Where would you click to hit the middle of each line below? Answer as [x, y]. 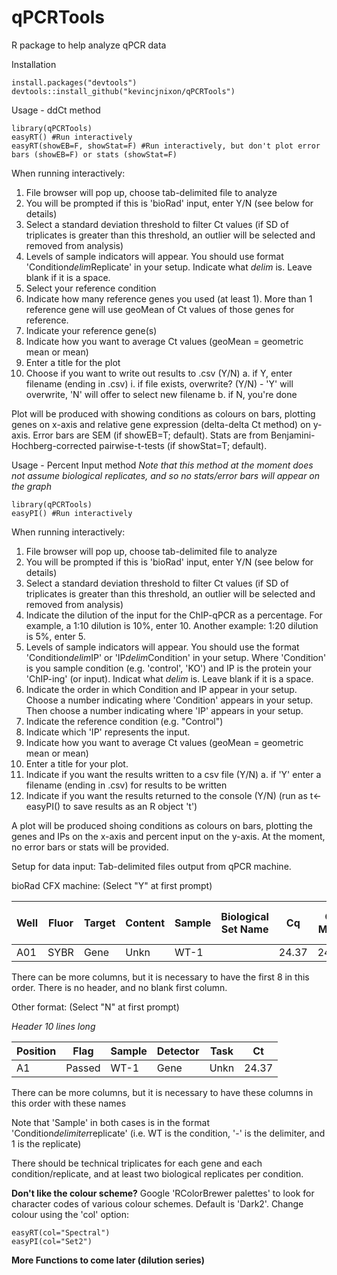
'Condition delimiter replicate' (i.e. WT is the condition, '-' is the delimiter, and [168, 1133]
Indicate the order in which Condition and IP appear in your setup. [161, 689]
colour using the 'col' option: [70, 1214]
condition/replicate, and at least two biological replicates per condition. [157, 1173]
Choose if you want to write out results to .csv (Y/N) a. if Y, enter [159, 373]
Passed [83, 1068]
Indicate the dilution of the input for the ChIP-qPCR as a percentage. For [174, 615]
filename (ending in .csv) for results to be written [126, 785]
